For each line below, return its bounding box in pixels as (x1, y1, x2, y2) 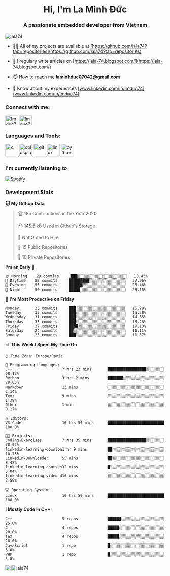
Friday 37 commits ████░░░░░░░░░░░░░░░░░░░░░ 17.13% (5, 324, 146, 329)
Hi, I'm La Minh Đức (43, 4, 127, 15)
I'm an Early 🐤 (5, 264, 35, 270)
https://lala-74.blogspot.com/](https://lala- (74, 58, 163, 65)
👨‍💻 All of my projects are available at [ (12, 43, 92, 49)
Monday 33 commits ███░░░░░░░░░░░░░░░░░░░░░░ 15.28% (5, 306, 146, 311)
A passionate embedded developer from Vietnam (23, 22, 147, 29)
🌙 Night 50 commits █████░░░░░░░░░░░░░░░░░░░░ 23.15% (5, 287, 146, 292)
